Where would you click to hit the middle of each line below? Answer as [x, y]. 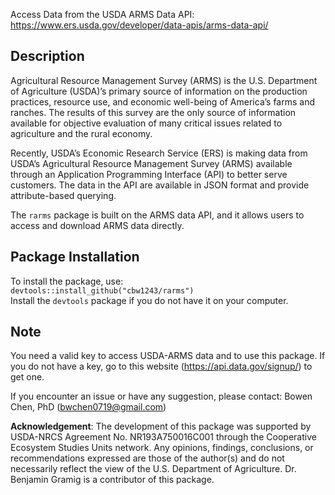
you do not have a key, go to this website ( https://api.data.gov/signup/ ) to [161, 366]
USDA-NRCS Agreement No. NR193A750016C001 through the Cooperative [163, 437]
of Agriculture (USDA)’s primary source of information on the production [159, 91]
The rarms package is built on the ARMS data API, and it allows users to [157, 215]
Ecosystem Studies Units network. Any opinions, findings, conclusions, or [162, 448]
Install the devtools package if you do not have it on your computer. [149, 300]
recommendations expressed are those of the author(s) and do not [147, 458]
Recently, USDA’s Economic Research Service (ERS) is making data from [159, 153]
